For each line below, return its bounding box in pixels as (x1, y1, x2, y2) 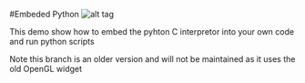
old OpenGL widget (9, 64, 83, 74)
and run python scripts (9, 36, 95, 47)
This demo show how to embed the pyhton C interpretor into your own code (9, 26, 294, 36)
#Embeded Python (9, 9, 80, 19)
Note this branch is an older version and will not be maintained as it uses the (9, 54, 296, 64)
